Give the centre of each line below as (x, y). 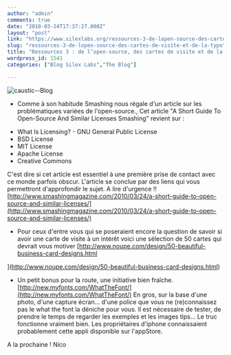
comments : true (29, 20)
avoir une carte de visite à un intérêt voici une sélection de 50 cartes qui (119, 239)
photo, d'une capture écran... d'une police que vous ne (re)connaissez (117, 302)
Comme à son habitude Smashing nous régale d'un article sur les (109, 103)
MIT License (35, 146)
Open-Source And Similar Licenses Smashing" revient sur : (100, 118)
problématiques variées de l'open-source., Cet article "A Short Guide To (119, 111)
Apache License (40, 153)
